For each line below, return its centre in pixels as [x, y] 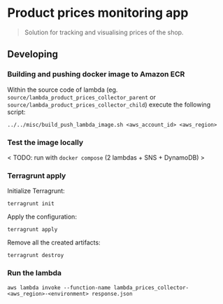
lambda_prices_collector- [151, 288]
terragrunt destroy [36, 256]
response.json [112, 293]
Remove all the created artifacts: [54, 242]
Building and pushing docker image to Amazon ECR [96, 74]
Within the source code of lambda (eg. [63, 90]
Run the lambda [34, 273]
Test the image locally [45, 142]
